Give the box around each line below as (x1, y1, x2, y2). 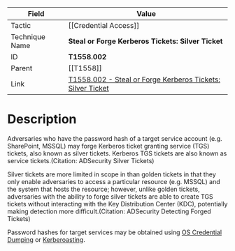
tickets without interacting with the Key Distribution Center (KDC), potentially (7, 199, 228, 208)
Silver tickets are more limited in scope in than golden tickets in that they (7, 170, 217, 178)
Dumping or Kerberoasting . (7, 235, 85, 243)
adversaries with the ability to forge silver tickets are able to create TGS (7, 192, 213, 201)
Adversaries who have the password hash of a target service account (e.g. (7, 134, 222, 142)
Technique (10, 32, 45, 41)
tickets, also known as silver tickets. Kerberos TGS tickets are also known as (7, 149, 227, 158)
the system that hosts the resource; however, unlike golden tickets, (7, 185, 201, 193)
